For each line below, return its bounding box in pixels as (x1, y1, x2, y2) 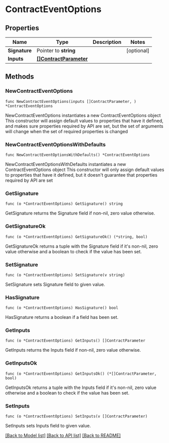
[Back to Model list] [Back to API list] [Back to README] (5, 432, 121, 438)
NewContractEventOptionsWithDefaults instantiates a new (5, 161, 126, 167)
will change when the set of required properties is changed (5, 128, 128, 134)
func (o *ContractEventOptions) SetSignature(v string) (5, 272, 125, 278)
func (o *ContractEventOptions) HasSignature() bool (5, 305, 119, 311)
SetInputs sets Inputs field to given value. (5, 423, 91, 429)
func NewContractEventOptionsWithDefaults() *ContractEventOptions (5, 152, 150, 157)
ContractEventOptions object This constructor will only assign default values (5, 167, 164, 173)
